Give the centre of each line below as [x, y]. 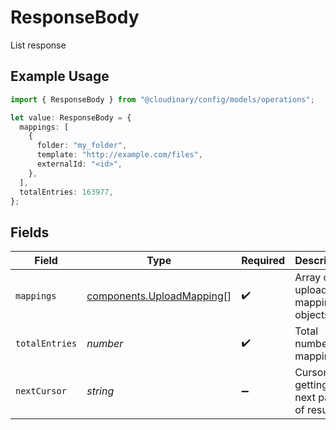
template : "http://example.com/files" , [119, 155]
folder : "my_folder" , [82, 146]
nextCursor [41, 391]
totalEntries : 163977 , [66, 192]
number [105, 344]
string [100, 391]
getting [311, 385]
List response [38, 45]
